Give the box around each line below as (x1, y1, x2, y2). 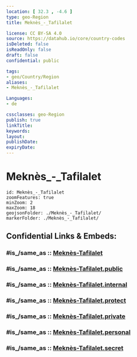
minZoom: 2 (6, 199, 33, 205)
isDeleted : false (6, 41, 49, 47)
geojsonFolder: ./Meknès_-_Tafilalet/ (6, 210, 102, 216)
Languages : (6, 96, 33, 101)
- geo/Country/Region (6, 74, 60, 80)
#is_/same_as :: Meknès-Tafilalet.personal (6, 328, 131, 336)
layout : (6, 133, 25, 139)
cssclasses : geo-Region (6, 112, 65, 117)
